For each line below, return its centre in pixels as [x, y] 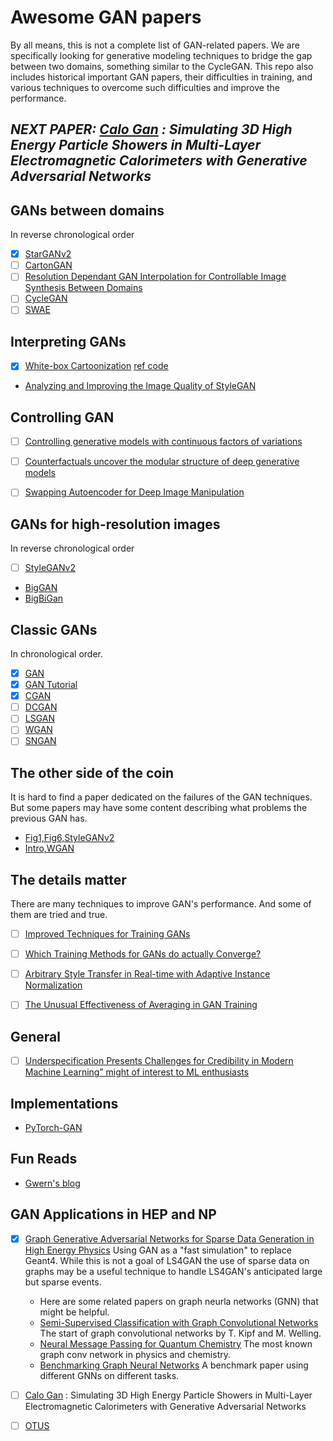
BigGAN [41, 588]
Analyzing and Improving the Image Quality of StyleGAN [140, 386]
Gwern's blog [52, 1183]
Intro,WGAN [49, 848]
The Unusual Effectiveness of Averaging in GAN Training [141, 1005]
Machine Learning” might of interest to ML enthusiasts [137, 1072]
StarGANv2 [48, 254]
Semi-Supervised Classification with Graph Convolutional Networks [179, 1322]
